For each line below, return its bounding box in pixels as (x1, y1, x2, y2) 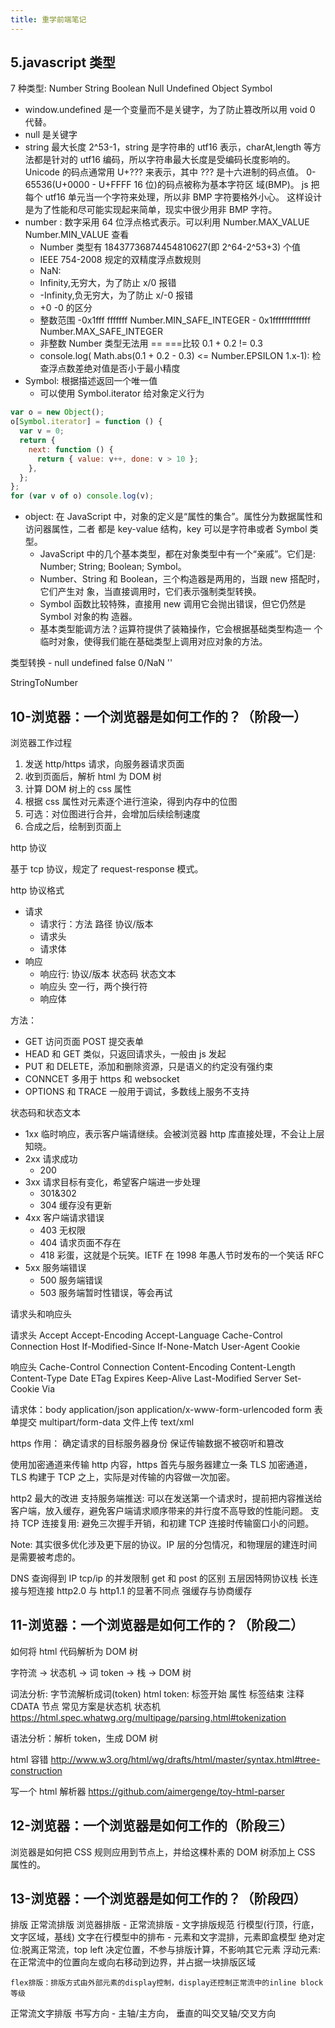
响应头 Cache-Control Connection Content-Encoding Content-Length (10, 1361, 296, 1373)
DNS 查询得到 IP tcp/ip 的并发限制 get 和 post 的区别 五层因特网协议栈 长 (10, 1572, 310, 1584)
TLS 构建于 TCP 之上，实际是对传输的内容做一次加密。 (10, 1471, 236, 1483)
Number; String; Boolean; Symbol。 (39, 561, 187, 573)
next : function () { (28, 444, 114, 455)
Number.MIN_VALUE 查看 (24, 229, 130, 241)
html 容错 (10, 1753, 49, 1765)
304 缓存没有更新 (39, 1199, 113, 1211)
